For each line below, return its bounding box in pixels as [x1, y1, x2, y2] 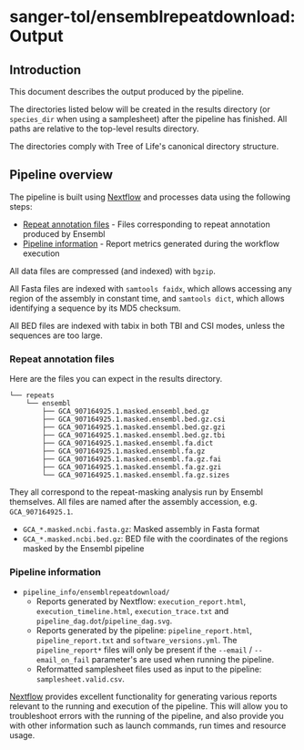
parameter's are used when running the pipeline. [91, 654, 275, 665]
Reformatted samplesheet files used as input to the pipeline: [35, 663, 262, 675]
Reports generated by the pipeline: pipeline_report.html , [35, 625, 253, 636]
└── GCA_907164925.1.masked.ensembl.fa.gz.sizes [42, 471, 230, 480]
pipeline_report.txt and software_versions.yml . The [35, 635, 238, 646]
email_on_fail [35, 656, 90, 665]
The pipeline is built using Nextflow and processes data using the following [9, 191, 291, 202]
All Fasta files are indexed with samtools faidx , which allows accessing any [9, 283, 293, 293]
